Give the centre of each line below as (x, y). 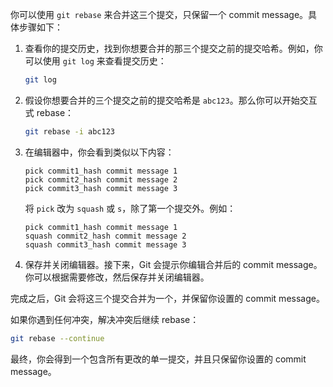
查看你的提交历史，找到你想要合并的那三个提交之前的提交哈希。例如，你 (173, 48)
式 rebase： (49, 112)
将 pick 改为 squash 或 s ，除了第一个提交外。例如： (130, 208)
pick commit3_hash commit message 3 (101, 188)
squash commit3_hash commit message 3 (105, 244)
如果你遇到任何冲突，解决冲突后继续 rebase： (105, 319)
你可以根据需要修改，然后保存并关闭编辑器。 (117, 277)
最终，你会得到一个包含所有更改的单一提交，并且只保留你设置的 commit (158, 359)
